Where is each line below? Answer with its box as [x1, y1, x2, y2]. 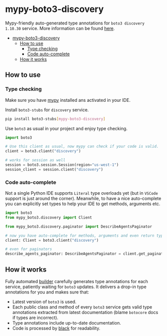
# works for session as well [5, 158, 66, 163]
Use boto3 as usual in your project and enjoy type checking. [5, 125, 128, 131]
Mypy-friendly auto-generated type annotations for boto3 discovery [5, 20, 145, 26]
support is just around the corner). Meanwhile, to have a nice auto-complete [5, 196, 162, 202]
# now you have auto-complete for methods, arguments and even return [5, 233, 155, 238]
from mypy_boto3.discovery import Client [5, 215, 92, 220]
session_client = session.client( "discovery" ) [5, 167, 103, 172]
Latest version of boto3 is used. [12, 299, 77, 305]
